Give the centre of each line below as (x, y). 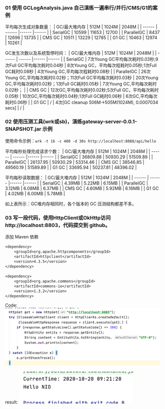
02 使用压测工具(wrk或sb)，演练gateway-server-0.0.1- (71, 122)
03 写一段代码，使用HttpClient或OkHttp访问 (58, 218)
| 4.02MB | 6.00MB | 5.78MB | (35, 193)
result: (12, 402)
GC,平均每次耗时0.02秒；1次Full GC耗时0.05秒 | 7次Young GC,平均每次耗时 (81, 84)
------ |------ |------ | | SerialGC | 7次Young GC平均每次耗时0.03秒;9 (89, 59)
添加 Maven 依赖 (22, 237)
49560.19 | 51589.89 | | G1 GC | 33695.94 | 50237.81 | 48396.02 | (71, 167)
